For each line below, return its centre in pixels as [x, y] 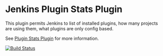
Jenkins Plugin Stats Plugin [64, 9]
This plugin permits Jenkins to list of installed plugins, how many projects [82, 23]
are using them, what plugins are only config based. [59, 28]
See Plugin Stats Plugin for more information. [52, 38]
